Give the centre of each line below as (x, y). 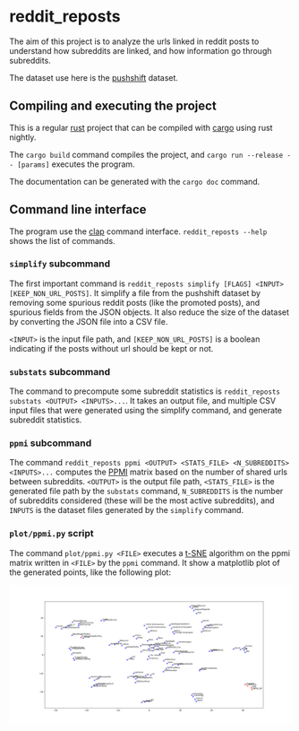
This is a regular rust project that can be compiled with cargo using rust (141, 127)
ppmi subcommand (51, 443)
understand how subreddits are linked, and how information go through (141, 50)
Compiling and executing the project (113, 106)
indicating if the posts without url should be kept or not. (111, 348)
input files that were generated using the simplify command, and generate (146, 411)
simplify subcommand (60, 264)
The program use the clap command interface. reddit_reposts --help (138, 231)
